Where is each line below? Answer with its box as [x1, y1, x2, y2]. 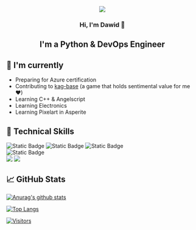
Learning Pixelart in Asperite [15, 108, 86, 116]
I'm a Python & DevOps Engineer [39, 40, 166, 50]
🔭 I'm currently [6, 60, 64, 70]
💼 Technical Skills [6, 126, 75, 136]
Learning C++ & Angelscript [15, 96, 85, 103]
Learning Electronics [15, 102, 67, 110]
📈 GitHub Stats [6, 174, 66, 185]
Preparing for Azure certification [15, 76, 97, 83]
